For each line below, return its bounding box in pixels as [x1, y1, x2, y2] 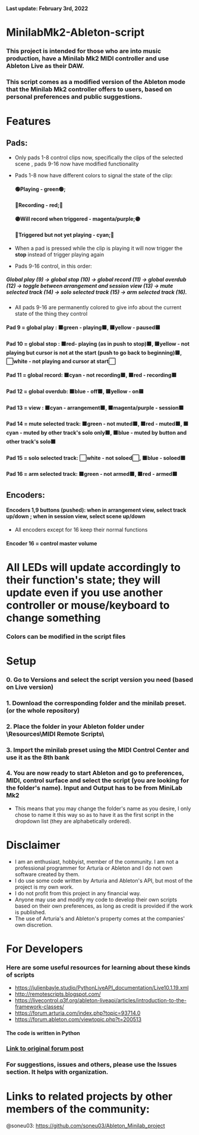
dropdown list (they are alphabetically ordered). [14, 817, 132, 824]
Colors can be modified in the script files [6, 632, 126, 641]
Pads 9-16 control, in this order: [14, 262, 92, 269]
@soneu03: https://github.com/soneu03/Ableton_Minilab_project [6, 1122, 165, 1129]
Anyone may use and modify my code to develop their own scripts [14, 896, 177, 903]
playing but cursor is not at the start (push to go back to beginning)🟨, [6, 349, 182, 356]
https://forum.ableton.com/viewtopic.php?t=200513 [14, 1016, 141, 1023]
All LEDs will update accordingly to [6, 560, 181, 574]
